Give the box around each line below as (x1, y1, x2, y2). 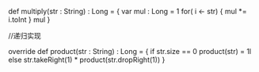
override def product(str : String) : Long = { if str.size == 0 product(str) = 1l (8, 47, 252, 56)
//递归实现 (8, 31, 42, 40)
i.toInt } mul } (8, 15, 51, 24)
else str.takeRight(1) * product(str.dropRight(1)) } (8, 55, 166, 64)
